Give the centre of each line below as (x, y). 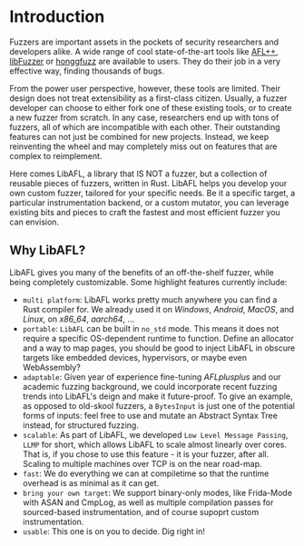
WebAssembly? (52, 367)
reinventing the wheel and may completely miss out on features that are (143, 146)
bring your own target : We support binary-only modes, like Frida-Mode (157, 492)
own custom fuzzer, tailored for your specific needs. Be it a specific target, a (152, 193)
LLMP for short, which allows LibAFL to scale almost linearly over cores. (155, 444)
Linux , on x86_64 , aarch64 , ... (78, 319)
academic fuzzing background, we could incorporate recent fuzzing (150, 386)
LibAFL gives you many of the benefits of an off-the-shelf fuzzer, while (142, 272)
